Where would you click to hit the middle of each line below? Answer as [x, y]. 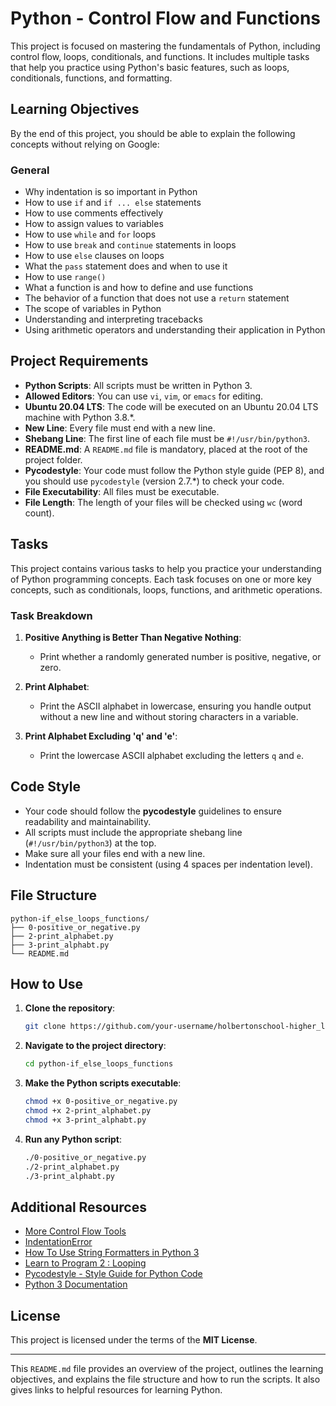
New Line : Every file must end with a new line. [120, 428]
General [30, 170]
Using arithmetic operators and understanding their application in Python [175, 330]
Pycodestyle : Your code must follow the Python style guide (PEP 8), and [174, 470]
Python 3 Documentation [76, 1284]
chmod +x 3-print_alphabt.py [85, 1120]
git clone [45, 1027]
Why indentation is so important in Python [111, 192]
